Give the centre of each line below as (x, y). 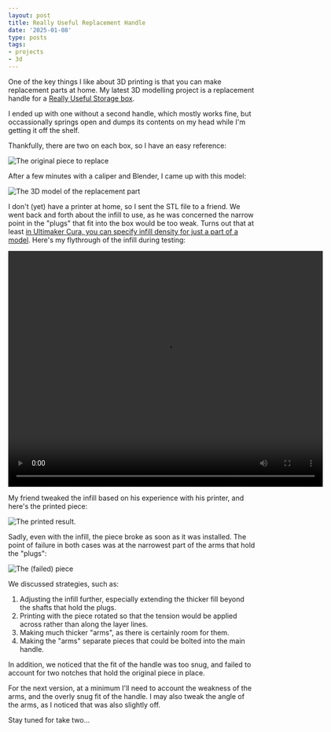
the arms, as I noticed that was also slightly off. (85, 704)
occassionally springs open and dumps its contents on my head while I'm (127, 122)
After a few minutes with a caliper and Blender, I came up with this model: (127, 176)
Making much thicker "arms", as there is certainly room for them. (124, 632)
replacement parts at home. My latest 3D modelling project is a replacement (131, 90)
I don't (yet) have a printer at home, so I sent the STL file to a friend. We (124, 206)
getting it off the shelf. (44, 130)
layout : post (29, 15)
